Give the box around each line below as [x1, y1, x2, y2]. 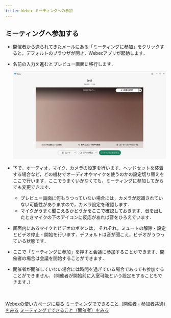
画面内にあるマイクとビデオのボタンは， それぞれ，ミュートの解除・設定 [12, 225, 166, 231]
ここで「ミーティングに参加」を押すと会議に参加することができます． [12, 249, 160, 255]
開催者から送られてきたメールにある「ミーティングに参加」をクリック [12, 44, 160, 50]
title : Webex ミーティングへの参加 [5, 8, 73, 13]
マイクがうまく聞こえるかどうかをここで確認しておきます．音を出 [20, 208, 159, 214]
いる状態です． [17, 238, 49, 244]
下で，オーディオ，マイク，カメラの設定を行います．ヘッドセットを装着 [12, 165, 164, 171]
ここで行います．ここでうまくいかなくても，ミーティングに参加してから [12, 177, 164, 184]
